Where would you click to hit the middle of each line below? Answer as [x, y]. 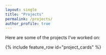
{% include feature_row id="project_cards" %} [53, 47]
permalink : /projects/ [29, 19]
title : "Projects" [24, 14]
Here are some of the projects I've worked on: [53, 38]
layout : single [21, 10]
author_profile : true [28, 24]
